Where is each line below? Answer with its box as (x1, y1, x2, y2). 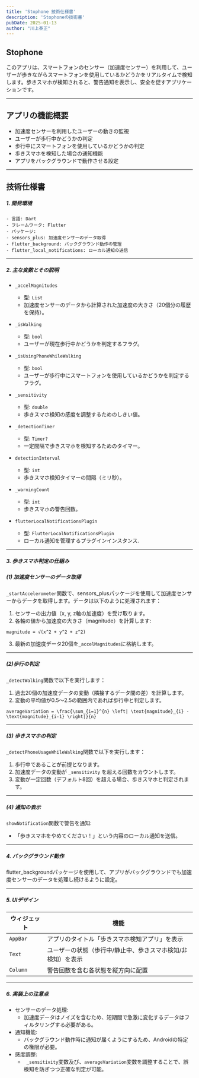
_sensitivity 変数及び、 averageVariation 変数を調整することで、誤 (26, 1058, 189, 1066)
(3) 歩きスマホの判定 (6, 732, 56, 739)
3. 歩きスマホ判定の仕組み (6, 557, 69, 564)
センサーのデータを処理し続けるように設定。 (11, 876, 120, 883)
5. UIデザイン (6, 896, 38, 903)
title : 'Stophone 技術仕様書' (6, 8, 76, 15)
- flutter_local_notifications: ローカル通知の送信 (6, 248, 129, 254)
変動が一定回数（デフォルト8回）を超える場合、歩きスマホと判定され (14, 776, 184, 783)
